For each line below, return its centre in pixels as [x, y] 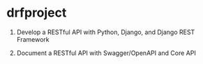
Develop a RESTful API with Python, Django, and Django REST [106, 32]
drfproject [37, 13]
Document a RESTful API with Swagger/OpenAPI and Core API [106, 53]
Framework [33, 39]
